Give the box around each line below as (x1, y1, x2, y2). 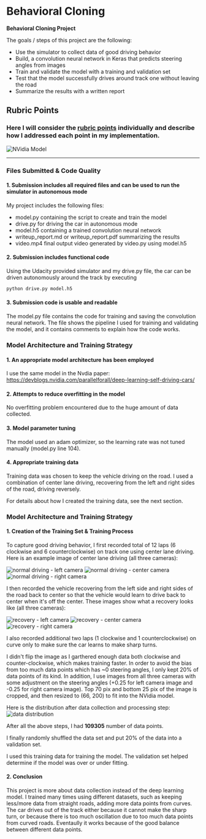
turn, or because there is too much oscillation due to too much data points (6, 813, 193, 820)
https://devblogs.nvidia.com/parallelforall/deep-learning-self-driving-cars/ (6, 376, 195, 384)
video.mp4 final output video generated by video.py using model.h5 (15, 239, 187, 247)
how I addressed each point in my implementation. (6, 131, 160, 140)
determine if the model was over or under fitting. (6, 759, 129, 766)
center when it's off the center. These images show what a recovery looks (6, 597, 194, 605)
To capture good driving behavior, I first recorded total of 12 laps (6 (6, 541, 176, 548)
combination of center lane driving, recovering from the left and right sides (6, 478, 195, 486)
